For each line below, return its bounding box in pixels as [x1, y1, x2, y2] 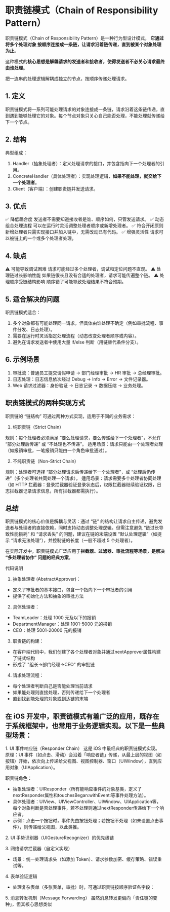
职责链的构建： [12, 638, 44, 644]
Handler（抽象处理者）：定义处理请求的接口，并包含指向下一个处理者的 [12, 160, 160, 166]
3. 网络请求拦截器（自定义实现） [5, 846, 73, 852]
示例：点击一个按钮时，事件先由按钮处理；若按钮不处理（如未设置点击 [12, 818, 159, 824]
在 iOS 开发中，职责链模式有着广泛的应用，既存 [5, 712, 153, 720]
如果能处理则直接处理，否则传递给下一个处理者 [12, 690, 110, 696]
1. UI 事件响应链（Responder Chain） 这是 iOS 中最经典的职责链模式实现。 [5, 745, 160, 751]
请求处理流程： [12, 672, 44, 678]
